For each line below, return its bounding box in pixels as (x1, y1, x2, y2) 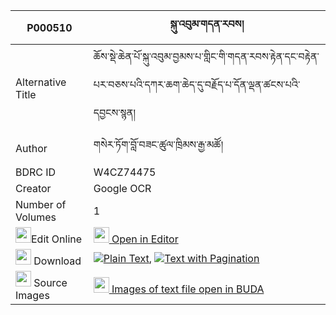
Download (33, 254, 82, 268)
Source (33, 276, 68, 289)
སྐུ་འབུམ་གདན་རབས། (169, 17, 245, 31)
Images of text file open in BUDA (111, 282, 265, 296)
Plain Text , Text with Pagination (103, 251, 260, 265)
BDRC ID (15, 165, 57, 179)
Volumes (15, 210, 57, 224)
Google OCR (93, 182, 152, 195)
